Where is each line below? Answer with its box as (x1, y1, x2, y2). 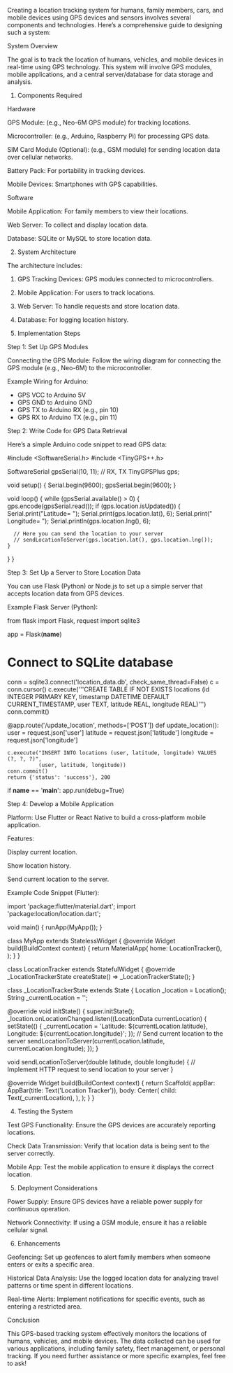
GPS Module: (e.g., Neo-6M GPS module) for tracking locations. (7, 118, 191, 127)
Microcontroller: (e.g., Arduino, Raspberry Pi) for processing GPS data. (7, 132, 211, 140)
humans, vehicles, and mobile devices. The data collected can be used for (7, 1337, 221, 1345)
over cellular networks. (7, 153, 73, 161)
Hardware (7, 105, 36, 113)
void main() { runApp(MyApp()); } (7, 923, 103, 931)
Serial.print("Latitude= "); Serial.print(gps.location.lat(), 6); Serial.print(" (7, 509, 213, 517)
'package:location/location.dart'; (7, 909, 101, 917)
